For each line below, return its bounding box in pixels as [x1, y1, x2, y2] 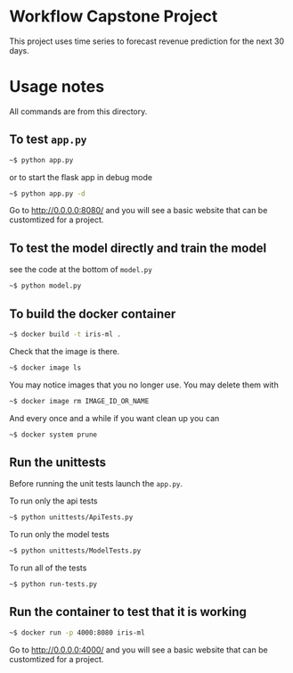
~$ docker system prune [9, 430, 98, 439]
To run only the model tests [9, 529, 110, 540]
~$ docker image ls [9, 363, 82, 372]
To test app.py [9, 132, 87, 147]
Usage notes [9, 77, 105, 97]
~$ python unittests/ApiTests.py [9, 513, 134, 522]
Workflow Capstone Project [9, 6, 218, 27]
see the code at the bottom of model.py [9, 264, 153, 275]
